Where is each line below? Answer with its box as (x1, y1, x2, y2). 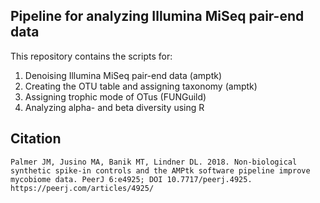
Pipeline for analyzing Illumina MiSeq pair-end (10, 8, 305, 25)
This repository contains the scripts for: (10, 50, 173, 62)
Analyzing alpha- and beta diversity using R (24, 101, 205, 113)
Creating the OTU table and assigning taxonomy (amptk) (24, 80, 258, 92)
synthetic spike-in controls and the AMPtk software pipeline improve (10, 165, 311, 176)
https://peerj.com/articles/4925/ (10, 183, 155, 193)
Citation (10, 130, 62, 148)
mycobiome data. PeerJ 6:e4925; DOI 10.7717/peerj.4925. (10, 174, 253, 184)
